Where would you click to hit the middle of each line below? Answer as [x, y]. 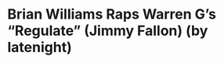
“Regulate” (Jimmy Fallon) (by [108, 31]
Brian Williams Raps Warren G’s [112, 14]
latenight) [40, 47]
